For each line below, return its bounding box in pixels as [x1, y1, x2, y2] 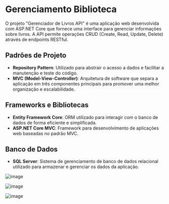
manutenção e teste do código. [12, 70, 78, 76]
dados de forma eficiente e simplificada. [12, 119, 97, 126]
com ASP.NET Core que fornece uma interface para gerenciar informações [5, 25, 162, 31]
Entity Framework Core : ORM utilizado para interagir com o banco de [12, 114, 158, 120]
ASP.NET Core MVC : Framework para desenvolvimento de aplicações [12, 125, 159, 131]
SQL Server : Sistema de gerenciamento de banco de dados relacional [12, 158, 158, 165]
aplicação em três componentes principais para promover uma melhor [12, 80, 159, 87]
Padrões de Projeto [5, 51, 67, 60]
